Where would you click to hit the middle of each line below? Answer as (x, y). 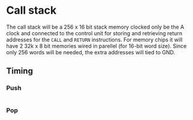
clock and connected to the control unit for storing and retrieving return (94, 33)
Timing (19, 71)
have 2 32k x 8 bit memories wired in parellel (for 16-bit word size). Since (96, 46)
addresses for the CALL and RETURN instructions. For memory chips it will (94, 39)
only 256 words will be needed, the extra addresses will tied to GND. (91, 52)
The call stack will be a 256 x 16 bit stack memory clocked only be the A (95, 27)
